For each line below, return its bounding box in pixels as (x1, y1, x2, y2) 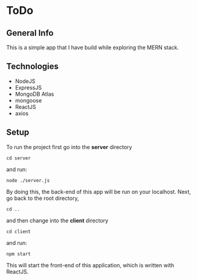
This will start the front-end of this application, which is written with (6, 261, 174, 268)
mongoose (15, 96, 42, 104)
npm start (6, 251, 31, 257)
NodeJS (15, 77, 36, 85)
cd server (6, 155, 31, 161)
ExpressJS (15, 84, 42, 91)
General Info (6, 28, 54, 38)
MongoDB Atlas (15, 90, 54, 98)
